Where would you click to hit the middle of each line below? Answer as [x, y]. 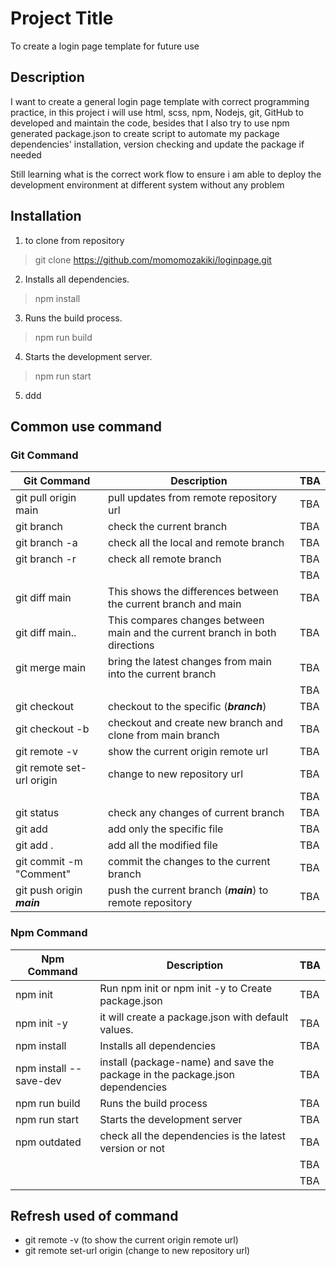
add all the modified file [163, 845]
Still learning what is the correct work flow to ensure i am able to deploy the [166, 174]
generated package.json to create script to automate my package [145, 133]
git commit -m [49, 862]
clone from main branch [164, 735]
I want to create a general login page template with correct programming [160, 101]
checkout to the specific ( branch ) [187, 707]
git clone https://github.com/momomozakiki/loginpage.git [153, 259]
